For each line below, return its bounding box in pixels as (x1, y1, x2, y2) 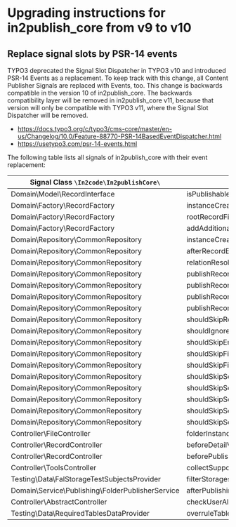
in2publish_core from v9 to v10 (7, 20, 192, 36)
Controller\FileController (11, 429, 91, 438)
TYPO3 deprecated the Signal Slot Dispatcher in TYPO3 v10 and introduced (7, 67, 226, 74)
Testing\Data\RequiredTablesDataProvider (11, 509, 150, 518)
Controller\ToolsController (11, 463, 97, 472)
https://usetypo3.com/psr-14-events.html (17, 140, 138, 148)
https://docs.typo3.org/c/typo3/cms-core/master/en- (17, 125, 172, 133)
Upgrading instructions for (7, 5, 166, 21)
